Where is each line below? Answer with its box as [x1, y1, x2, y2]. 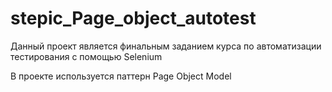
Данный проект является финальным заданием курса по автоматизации [10, 40, 322, 52]
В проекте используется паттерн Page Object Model [10, 70, 232, 82]
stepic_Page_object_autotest [10, 7, 257, 30]
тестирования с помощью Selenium [10, 50, 163, 62]
